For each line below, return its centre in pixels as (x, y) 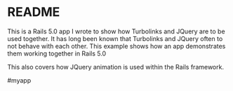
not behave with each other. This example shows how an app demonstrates (116, 46)
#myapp (19, 80)
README (34, 12)
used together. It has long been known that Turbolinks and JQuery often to (115, 38)
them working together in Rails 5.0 (57, 53)
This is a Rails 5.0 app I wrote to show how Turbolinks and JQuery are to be (116, 31)
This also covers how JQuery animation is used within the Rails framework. (116, 67)
